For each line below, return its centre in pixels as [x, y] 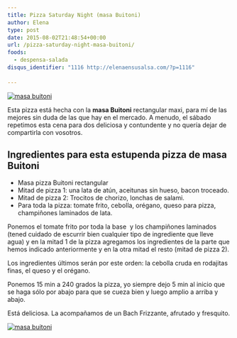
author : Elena [28, 22]
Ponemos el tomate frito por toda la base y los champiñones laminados [112, 227]
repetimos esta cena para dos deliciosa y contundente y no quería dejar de [117, 125]
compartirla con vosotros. [45, 132]
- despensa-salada [41, 60]
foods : [17, 53]
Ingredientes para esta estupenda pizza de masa [117, 155]
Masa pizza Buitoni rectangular [63, 183]
